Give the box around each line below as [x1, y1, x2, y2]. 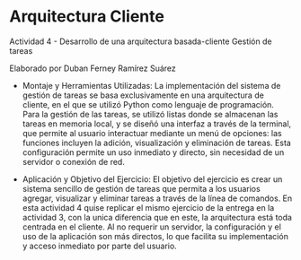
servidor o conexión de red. [22, 156, 126, 167]
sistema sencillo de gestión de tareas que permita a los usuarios [22, 183, 261, 194]
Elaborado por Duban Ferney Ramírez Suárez [9, 63, 177, 74]
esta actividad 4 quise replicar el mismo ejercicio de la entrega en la [22, 202, 275, 212]
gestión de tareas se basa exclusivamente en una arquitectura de [22, 90, 265, 100]
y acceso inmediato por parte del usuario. [22, 240, 177, 251]
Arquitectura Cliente [9, 6, 164, 27]
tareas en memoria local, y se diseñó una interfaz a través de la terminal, [22, 118, 292, 129]
